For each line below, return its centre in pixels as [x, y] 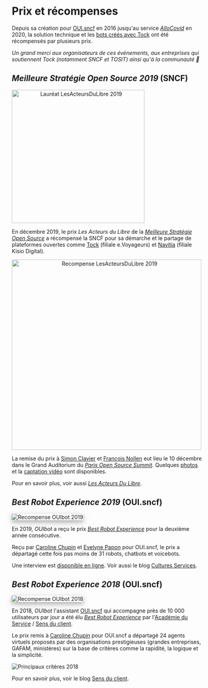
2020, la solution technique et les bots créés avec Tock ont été [90, 34]
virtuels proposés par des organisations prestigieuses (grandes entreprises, [106, 642]
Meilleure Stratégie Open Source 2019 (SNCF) [100, 78]
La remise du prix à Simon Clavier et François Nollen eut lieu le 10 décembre [107, 458]
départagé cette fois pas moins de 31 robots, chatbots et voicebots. [96, 553]
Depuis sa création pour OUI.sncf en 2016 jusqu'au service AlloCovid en [102, 28]
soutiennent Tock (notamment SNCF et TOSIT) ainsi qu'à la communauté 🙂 [106, 59]
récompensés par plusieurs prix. [52, 41]
